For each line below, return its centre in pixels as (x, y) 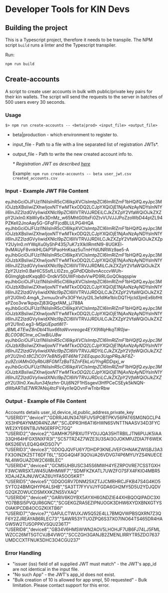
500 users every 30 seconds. (35, 102)
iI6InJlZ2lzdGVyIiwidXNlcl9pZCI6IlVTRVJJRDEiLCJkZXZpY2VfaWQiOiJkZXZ (83, 213)
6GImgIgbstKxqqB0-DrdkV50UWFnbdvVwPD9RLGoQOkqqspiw (71, 276)
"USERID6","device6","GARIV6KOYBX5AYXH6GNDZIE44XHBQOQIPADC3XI (83, 497)
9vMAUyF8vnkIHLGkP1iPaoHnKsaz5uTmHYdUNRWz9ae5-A (67, 250)
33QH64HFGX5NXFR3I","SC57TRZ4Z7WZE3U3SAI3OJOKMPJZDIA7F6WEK (84, 439)
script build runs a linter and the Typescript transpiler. (61, 45)
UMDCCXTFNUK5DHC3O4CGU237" (43, 540)
